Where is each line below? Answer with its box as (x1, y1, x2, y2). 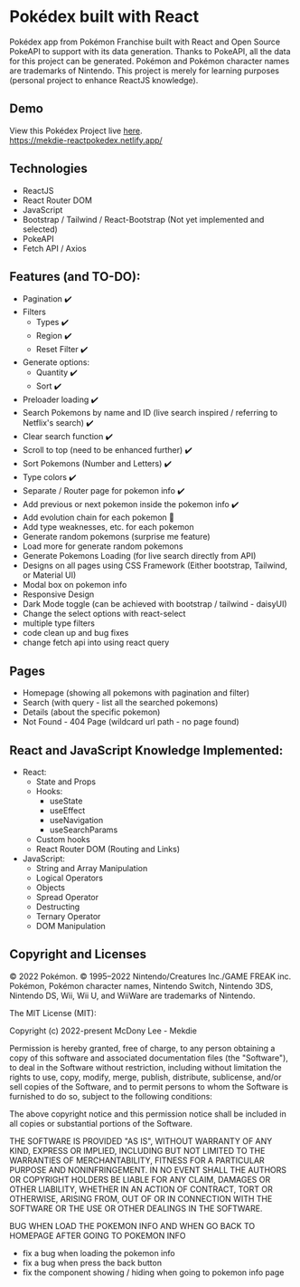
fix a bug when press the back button (22, 1257, 163, 1268)
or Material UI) (22, 570, 77, 581)
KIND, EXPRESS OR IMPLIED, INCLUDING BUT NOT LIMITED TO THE (9, 1145, 266, 1156)
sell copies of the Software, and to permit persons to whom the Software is (9, 1081, 289, 1092)
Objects (35, 882, 66, 893)
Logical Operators (35, 872, 104, 883)
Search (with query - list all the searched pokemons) (22, 697, 219, 708)
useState (49, 795, 83, 806)
